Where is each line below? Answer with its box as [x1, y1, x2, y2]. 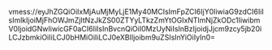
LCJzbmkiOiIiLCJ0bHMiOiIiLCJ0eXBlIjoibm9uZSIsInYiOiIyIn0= [8, 32, 216, 42]
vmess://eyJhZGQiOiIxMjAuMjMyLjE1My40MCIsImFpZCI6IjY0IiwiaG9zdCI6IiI [8, 7, 264, 16]
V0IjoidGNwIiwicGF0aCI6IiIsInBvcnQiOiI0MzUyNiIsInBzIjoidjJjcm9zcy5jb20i [8, 24, 262, 33]
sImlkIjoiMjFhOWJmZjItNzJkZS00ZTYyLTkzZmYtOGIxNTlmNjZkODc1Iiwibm [8, 15, 261, 25]
